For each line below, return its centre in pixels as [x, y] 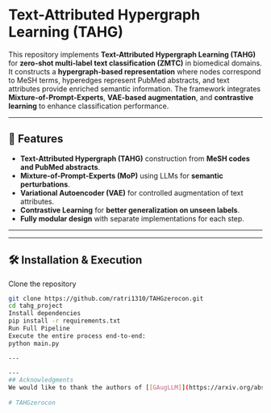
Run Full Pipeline [39, 329]
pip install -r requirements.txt [65, 321]
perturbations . [45, 184]
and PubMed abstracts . [60, 166]
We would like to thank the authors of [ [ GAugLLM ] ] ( [99, 388]
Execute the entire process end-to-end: [77, 336]
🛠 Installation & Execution [75, 260]
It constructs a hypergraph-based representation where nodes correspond [135, 71]
